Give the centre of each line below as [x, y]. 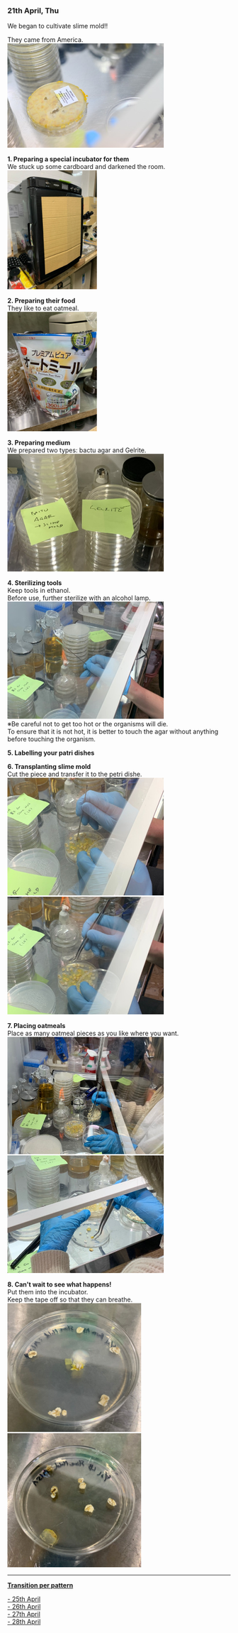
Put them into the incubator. [48, 1291]
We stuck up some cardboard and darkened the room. [86, 166]
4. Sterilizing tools [35, 583]
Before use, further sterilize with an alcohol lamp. [79, 598]
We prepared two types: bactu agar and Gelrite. [77, 450]
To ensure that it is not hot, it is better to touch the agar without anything [113, 732]
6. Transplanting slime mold [49, 767]
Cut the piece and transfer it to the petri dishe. [75, 774]
